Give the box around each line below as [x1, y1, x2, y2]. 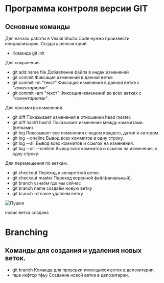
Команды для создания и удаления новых [5, 246, 142, 255]
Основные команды [5, 23, 70, 31]
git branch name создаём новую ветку [12, 185, 93, 191]
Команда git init [12, 50, 45, 56]
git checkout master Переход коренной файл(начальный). [12, 175, 132, 180]
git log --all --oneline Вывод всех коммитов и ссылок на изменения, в [12, 146, 158, 151]
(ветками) [12, 125, 33, 130]
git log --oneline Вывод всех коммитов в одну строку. [12, 135, 124, 141]
